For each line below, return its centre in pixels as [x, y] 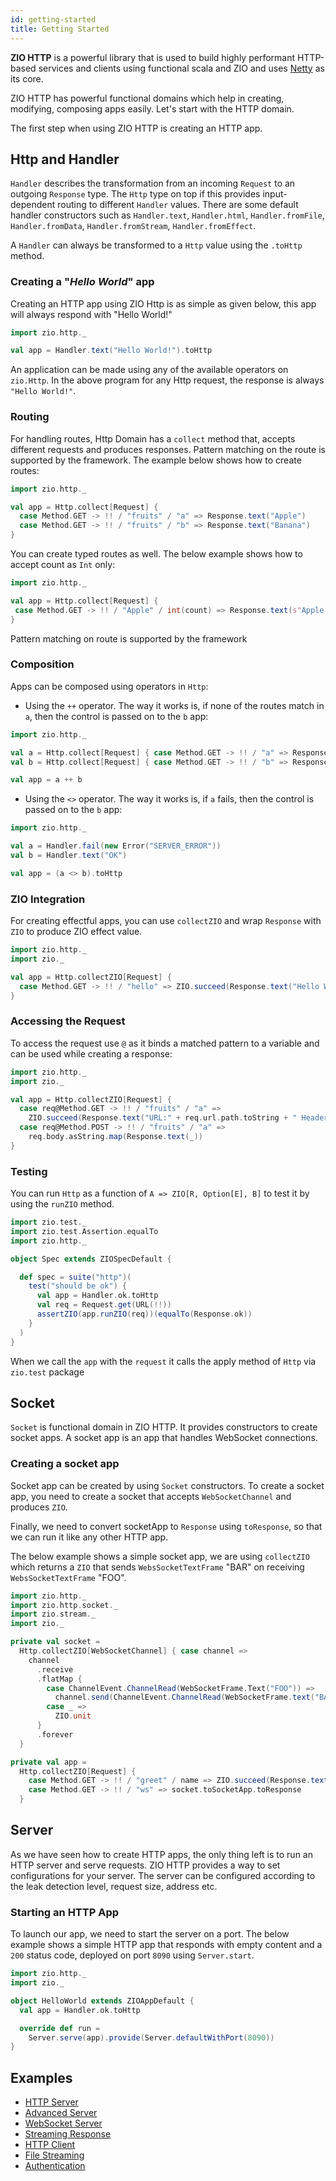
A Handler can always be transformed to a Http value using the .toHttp [156, 245]
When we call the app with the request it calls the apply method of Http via [163, 1361]
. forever [55, 1734]
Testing [29, 1171]
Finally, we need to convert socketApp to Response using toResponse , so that [166, 1526]
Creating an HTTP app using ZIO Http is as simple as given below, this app [163, 303]
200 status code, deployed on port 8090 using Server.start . [132, 1955]
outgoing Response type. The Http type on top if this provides [135, 194]
